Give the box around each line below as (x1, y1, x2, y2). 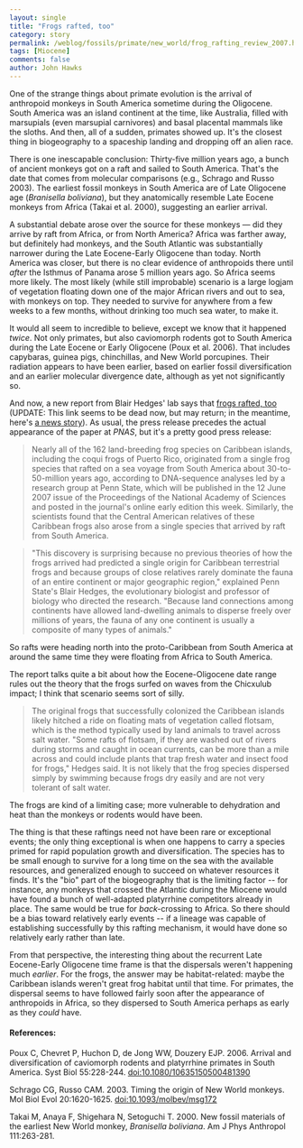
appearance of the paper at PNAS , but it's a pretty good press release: (9, 426, 272, 437)
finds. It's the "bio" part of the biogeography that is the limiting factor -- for (9, 874, 289, 885)
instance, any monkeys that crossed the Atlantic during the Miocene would (9, 884, 287, 895)
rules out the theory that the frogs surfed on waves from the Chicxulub (9, 678, 272, 689)
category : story (9, 30, 70, 39)
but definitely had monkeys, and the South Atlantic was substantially (9, 238, 263, 249)
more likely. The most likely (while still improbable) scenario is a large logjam (9, 276, 294, 287)
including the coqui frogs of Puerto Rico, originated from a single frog (31, 453, 290, 464)
